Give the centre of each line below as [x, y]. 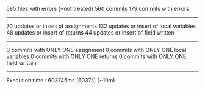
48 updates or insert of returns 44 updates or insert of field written [91, 32]
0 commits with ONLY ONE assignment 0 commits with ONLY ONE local [96, 50]
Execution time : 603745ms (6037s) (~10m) [61, 80]
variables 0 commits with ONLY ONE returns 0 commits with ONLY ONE [96, 56]
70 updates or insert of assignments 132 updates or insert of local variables [101, 26]
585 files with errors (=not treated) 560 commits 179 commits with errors [98, 9]
